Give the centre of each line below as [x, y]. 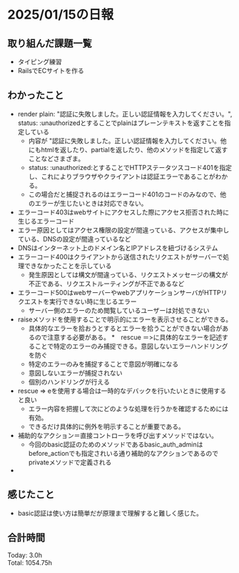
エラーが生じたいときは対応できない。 [91, 203]
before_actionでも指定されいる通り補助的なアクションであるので [123, 453]
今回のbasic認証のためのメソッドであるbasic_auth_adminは [116, 444]
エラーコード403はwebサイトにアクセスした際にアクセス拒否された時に [123, 212]
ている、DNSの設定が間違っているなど [74, 239]
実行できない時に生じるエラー [93, 302]
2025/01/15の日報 [61, 15]
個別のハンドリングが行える [69, 382]
